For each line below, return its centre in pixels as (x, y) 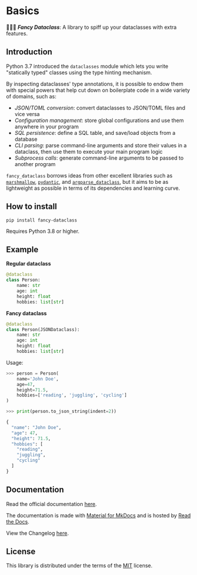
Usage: (15, 362)
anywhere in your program (47, 126)
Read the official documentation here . (52, 504)
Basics (23, 11)
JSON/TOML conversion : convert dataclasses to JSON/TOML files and (100, 108)
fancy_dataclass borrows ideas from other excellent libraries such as (89, 176)
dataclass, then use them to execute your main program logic (89, 151)
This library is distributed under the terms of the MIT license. (79, 566)
